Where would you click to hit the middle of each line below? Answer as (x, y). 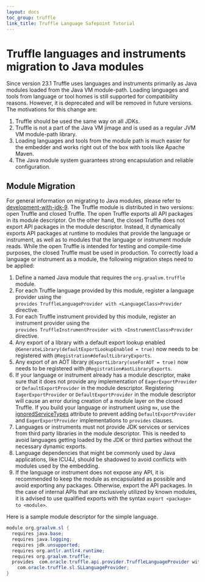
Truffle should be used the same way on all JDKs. (77, 121)
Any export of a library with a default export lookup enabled (90, 342)
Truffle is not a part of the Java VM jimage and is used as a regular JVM (106, 128)
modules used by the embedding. (57, 466)
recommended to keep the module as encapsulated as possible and (100, 479)
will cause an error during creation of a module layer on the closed (99, 401)
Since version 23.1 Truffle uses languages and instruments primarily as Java (102, 84)
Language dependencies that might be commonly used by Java (95, 453)
